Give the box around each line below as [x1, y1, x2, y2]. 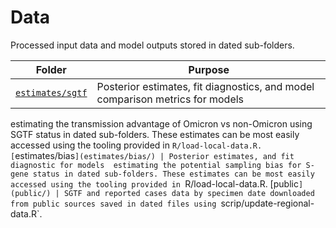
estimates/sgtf [15, 87, 88, 98]
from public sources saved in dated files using [10, 199, 217, 209]
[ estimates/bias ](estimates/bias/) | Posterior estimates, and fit [10, 149, 295, 161]
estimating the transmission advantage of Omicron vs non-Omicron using [10, 117, 313, 130]
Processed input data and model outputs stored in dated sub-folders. [10, 39, 295, 51]
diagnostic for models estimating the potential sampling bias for [10, 160, 302, 170]
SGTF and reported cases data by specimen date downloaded [63, 188, 315, 198]
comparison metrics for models [96, 92, 245, 106]
